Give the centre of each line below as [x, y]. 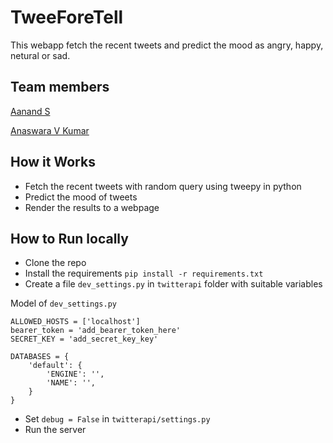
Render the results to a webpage [92, 207]
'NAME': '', [71, 383]
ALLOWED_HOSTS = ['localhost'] [75, 322]
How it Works [53, 162]
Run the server [55, 430]
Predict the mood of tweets [81, 197]
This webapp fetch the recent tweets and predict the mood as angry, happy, [167, 45]
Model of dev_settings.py [64, 303]
